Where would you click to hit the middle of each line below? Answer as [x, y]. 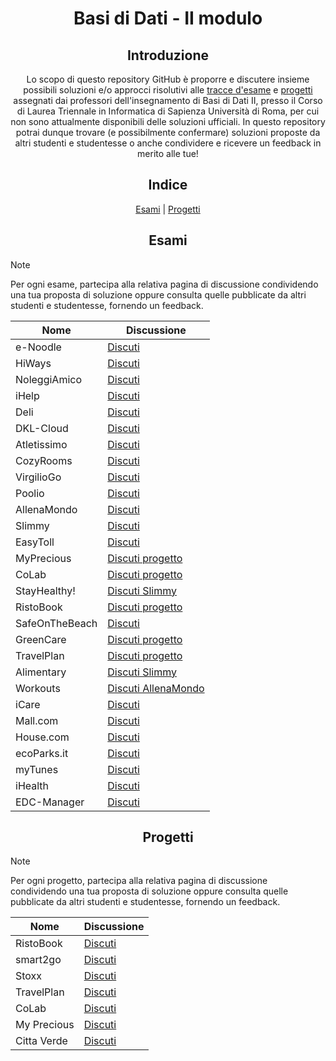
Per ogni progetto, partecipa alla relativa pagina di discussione [139, 881]
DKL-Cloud [42, 428]
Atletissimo [41, 444]
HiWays [33, 363]
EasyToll [35, 542]
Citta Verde [41, 1041]
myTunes [37, 769]
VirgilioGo [38, 477]
